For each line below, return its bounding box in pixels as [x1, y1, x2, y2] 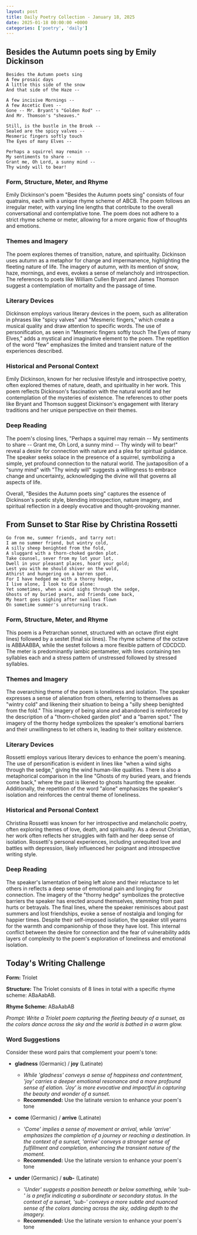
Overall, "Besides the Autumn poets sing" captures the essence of [6, 490, 167, 497]
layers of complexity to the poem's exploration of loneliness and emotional [6, 935, 186, 942]
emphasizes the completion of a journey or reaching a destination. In [23, 1131, 191, 1139]
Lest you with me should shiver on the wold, [6, 566, 119, 572]
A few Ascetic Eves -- [6, 102, 62, 109]
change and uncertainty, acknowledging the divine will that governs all [6, 472, 177, 480]
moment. [23, 1150, 45, 1157]
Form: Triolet [6, 974, 38, 981]
